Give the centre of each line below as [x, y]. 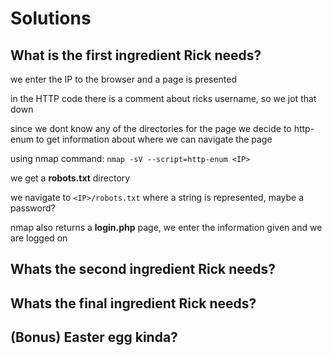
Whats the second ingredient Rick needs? [143, 269]
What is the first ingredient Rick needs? [136, 55]
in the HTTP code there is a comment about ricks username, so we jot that [163, 98]
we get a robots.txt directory [70, 178]
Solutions [51, 18]
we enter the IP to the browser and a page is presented [124, 79]
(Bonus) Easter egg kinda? [94, 337]
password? [33, 208]
